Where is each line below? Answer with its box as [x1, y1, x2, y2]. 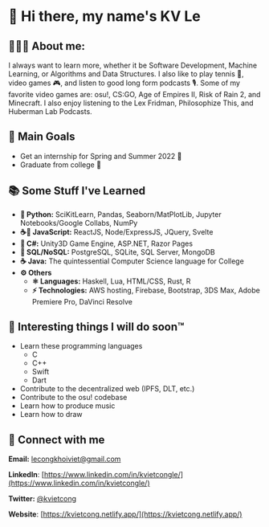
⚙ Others [19, 268, 52, 277]
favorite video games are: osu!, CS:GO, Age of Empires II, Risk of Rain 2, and [8, 90, 261, 99]
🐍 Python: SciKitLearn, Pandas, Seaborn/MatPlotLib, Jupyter [19, 209, 222, 219]
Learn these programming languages [19, 341, 143, 351]
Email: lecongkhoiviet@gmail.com [8, 454, 121, 464]
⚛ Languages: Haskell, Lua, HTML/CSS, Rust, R [31, 276, 191, 286]
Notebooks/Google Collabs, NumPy [19, 218, 138, 227]
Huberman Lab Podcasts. [8, 107, 92, 116]
